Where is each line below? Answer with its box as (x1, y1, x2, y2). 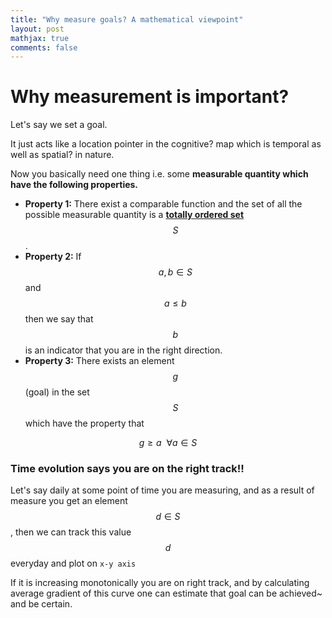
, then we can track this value (10, 526, 132, 538)
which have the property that (24, 417, 145, 430)
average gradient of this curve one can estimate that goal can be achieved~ (10, 587, 323, 600)
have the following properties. (10, 179, 139, 191)
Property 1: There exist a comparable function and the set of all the (24, 198, 303, 210)
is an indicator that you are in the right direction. (24, 344, 223, 356)
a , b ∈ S (158, 266, 193, 278)
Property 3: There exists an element (24, 355, 175, 367)
